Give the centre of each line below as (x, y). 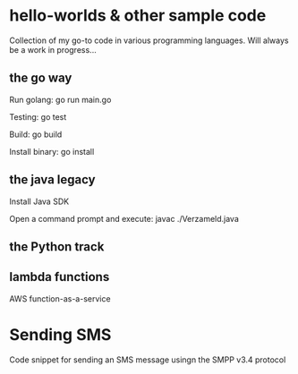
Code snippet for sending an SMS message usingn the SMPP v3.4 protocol (148, 360)
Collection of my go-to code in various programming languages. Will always (149, 40)
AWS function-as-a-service (60, 298)
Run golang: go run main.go (60, 99)
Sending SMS (60, 334)
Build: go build (36, 134)
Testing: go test (38, 116)
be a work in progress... (53, 49)
